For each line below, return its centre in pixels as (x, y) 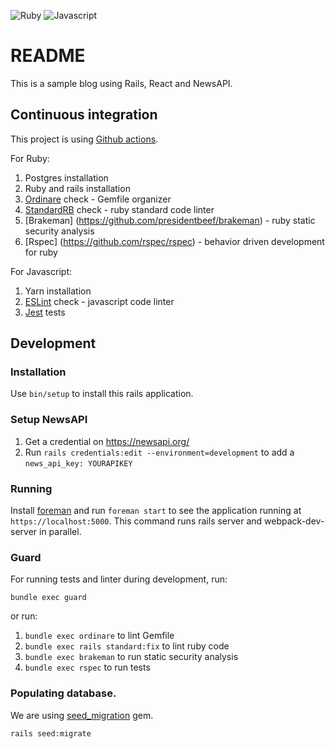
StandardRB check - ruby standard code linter (119, 209)
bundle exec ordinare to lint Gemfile (99, 636)
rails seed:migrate (51, 733)
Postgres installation (66, 177)
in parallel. (60, 532)
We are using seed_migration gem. (82, 715)
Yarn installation (58, 291)
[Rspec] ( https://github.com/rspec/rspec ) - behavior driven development (174, 241)
